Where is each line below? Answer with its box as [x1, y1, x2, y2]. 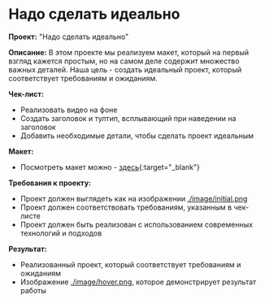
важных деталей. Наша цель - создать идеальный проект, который [8, 64, 242, 74]
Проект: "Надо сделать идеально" [8, 32, 129, 41]
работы [20, 285, 47, 295]
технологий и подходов [20, 228, 102, 238]
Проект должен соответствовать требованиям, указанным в [20, 202, 232, 212]
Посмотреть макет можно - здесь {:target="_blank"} [20, 162, 201, 171]
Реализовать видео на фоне [20, 105, 118, 115]
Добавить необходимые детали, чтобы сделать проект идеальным [20, 131, 254, 141]
